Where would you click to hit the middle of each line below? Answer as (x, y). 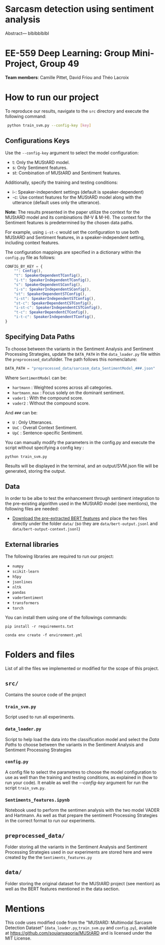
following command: (26, 116)
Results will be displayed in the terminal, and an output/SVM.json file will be (82, 466)
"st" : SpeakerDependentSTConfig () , (50, 294)
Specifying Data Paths (40, 337)
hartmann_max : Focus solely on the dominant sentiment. (68, 392)
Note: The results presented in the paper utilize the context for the (73, 212)
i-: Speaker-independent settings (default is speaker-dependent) (78, 192)
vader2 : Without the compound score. (51, 403)
